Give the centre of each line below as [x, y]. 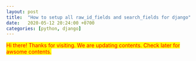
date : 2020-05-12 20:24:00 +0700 [50, 23]
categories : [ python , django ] [44, 28]
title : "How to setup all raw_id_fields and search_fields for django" [99, 17]
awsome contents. [29, 52]
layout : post [22, 12]
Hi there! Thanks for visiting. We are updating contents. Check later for [93, 45]
